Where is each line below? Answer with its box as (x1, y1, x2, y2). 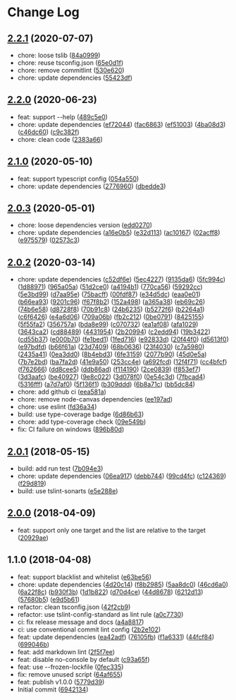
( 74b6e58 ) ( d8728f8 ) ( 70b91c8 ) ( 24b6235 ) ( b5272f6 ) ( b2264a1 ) (17, 305, 205, 314)
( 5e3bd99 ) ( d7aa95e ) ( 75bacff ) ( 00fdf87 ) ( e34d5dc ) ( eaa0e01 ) (17, 290, 201, 298)
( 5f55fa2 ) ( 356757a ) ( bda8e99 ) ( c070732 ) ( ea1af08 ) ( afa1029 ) (17, 320, 199, 329)
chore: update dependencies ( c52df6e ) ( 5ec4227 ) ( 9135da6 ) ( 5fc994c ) (17, 275, 226, 284)
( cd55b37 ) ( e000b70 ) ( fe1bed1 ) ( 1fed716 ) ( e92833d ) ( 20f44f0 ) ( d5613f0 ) (17, 335, 229, 344)
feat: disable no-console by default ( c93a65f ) (17, 655, 150, 663)
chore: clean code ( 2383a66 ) (17, 135, 104, 143)
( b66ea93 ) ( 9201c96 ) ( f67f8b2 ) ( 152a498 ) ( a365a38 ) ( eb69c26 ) (17, 298, 206, 306)
